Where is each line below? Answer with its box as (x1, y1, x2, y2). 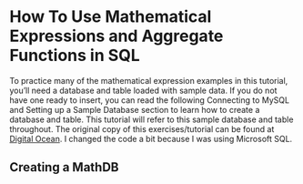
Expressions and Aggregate (9, 26, 224, 46)
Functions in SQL (9, 46, 141, 66)
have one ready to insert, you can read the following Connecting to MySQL (9, 94, 289, 106)
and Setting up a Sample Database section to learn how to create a (9, 104, 260, 115)
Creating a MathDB (9, 159, 119, 175)
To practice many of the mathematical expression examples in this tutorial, (9, 75, 288, 86)
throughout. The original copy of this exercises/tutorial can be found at (9, 123, 275, 134)
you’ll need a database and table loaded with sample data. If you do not (9, 85, 278, 96)
